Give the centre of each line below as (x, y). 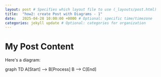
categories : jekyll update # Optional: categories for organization (75, 23)
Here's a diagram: (23, 60)
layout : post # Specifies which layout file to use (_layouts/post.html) (81, 9)
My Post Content (39, 47)
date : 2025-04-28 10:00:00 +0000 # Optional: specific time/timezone (79, 18)
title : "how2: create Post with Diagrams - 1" (54, 14)
